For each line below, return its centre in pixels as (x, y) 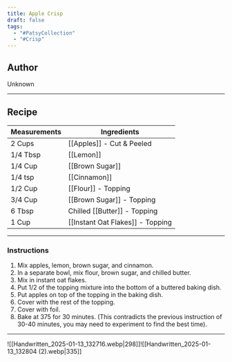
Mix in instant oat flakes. (52, 280)
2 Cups (22, 143)
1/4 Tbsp (26, 154)
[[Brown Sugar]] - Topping (112, 199)
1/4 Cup (24, 165)
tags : (15, 26)
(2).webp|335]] (60, 352)
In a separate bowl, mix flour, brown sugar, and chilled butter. (104, 273)
